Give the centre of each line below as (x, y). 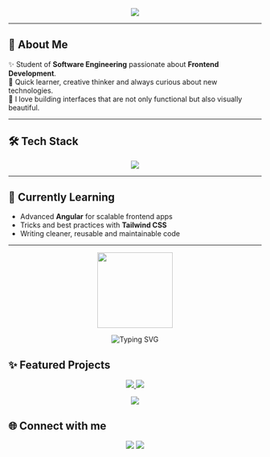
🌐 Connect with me (57, 426)
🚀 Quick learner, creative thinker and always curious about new (113, 81)
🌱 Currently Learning (61, 197)
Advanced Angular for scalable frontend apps (96, 217)
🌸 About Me (38, 45)
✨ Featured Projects (59, 365)
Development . (32, 73)
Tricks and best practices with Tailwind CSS (93, 225)
